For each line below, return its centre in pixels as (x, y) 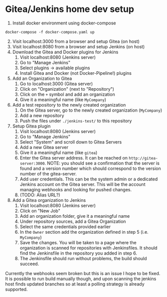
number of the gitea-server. (48, 173)
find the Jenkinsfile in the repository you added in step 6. (78, 253)
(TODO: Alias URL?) (40, 195)
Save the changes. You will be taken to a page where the (78, 242)
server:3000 (32, 163)
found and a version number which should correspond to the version (90, 168)
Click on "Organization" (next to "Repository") (67, 89)
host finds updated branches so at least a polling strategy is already (75, 284)
